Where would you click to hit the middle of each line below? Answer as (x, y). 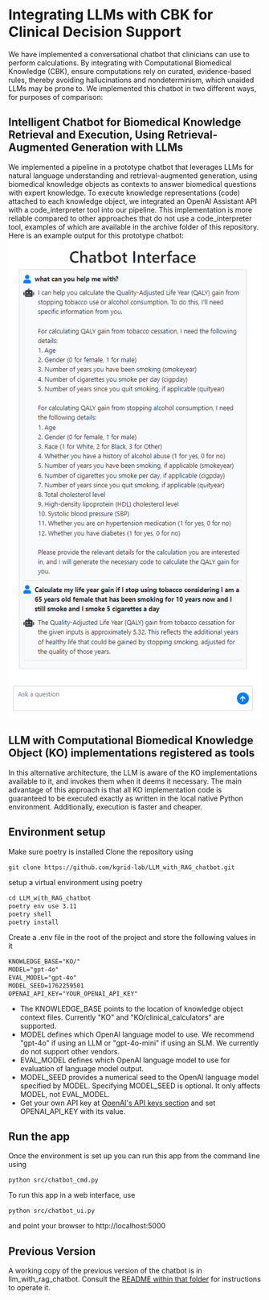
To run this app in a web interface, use (72, 1195)
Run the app (39, 1136)
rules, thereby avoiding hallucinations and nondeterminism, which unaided (131, 80)
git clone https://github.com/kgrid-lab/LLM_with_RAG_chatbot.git (122, 867)
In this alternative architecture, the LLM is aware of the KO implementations (133, 772)
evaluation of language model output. (82, 1068)
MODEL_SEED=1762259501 (46, 985)
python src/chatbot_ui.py (51, 1211)
